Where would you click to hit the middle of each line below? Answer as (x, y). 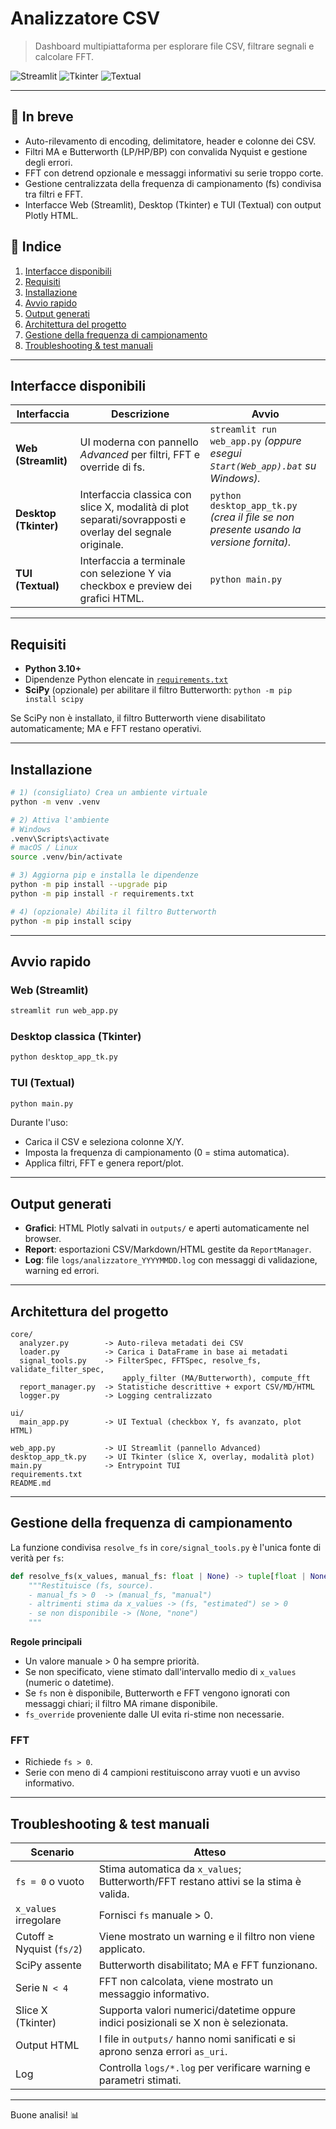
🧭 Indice (36, 247)
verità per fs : (37, 1558)
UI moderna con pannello (139, 442)
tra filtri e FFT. (54, 194)
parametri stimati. (140, 2080)
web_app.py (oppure (255, 441)
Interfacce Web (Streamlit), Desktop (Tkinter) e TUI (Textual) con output (173, 204)
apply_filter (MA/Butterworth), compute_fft (216, 1378)
